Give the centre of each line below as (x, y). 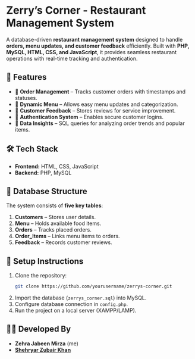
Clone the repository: (41, 276)
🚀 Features (26, 77)
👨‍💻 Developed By (39, 329)
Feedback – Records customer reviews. (63, 242)
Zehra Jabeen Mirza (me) (47, 344)
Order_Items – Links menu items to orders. (67, 236)
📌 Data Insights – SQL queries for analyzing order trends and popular (100, 123)
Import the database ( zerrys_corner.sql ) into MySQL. (81, 298)
